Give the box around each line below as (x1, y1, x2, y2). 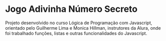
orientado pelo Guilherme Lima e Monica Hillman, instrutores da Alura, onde (5, 25, 161, 31)
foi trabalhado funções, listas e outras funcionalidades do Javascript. (5, 30, 148, 36)
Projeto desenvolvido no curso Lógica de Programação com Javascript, (5, 20, 153, 26)
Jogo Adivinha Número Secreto (5, 3, 138, 15)
